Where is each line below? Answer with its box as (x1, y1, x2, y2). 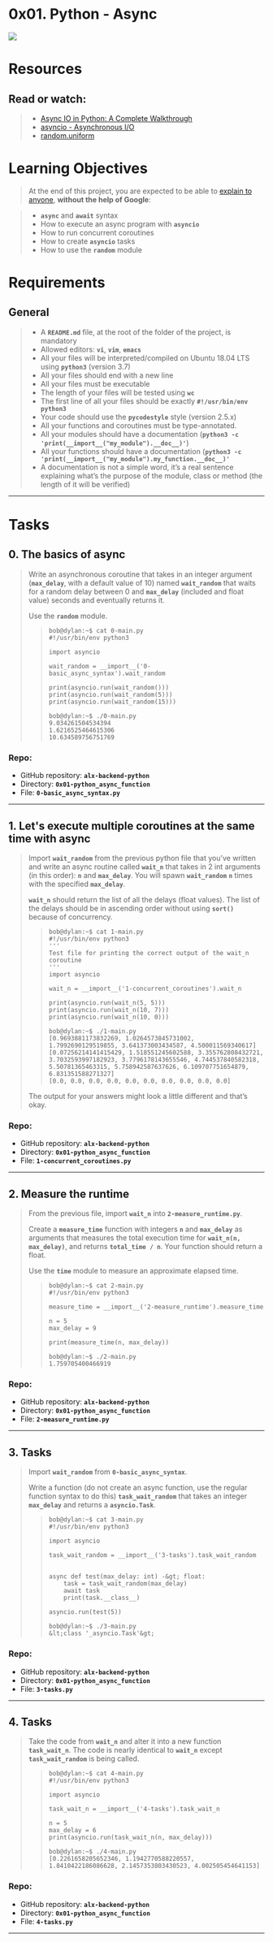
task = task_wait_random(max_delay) (63, 1580, 188, 1588)
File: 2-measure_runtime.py (19, 1414, 110, 1424)
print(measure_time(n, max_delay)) (48, 1339, 169, 1347)
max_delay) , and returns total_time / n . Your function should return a (28, 1242, 262, 1252)
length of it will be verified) (40, 479, 131, 489)
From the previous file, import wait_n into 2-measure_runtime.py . (28, 1209, 243, 1218)
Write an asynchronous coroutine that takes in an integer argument (28, 569, 253, 579)
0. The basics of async (8, 547, 126, 561)
